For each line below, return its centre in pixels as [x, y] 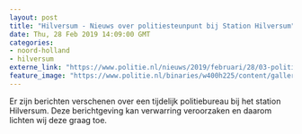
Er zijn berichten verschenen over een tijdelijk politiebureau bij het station [145, 101]
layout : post [34, 17]
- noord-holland [40, 51]
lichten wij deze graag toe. [58, 120]
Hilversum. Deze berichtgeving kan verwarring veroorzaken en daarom [141, 110]
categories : [31, 42]
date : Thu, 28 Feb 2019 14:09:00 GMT [80, 34]
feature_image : [38, 76]
